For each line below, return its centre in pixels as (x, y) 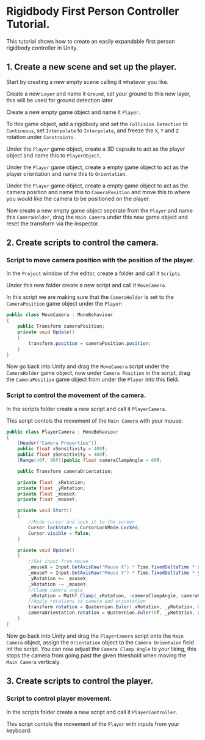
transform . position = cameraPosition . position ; (90, 343)
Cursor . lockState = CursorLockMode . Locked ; (84, 527)
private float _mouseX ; (48, 494)
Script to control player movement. (59, 698)
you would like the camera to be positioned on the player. (78, 198)
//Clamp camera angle (56, 590)
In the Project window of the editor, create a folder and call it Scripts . (94, 273)
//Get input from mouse (58, 562)
